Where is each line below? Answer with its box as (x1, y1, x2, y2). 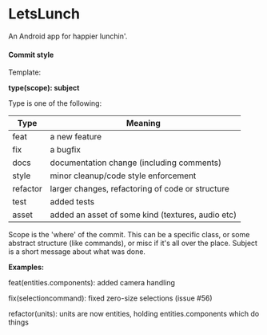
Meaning (126, 118, 161, 129)
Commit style (8, 50, 54, 59)
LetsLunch (8, 5, 80, 23)
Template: (8, 67, 42, 77)
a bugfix (50, 144, 82, 155)
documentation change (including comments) (50, 157, 222, 168)
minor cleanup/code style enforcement (50, 170, 197, 181)
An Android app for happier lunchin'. (8, 31, 128, 41)
